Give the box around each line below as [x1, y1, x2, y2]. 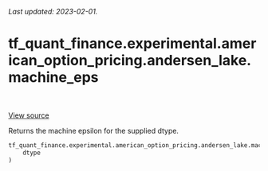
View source [8, 111, 49, 120]
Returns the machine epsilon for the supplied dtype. [8, 126, 179, 135]
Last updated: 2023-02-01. [8, 7, 98, 16]
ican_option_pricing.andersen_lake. [8, 52, 252, 70]
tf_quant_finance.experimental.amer [8, 35, 257, 52]
